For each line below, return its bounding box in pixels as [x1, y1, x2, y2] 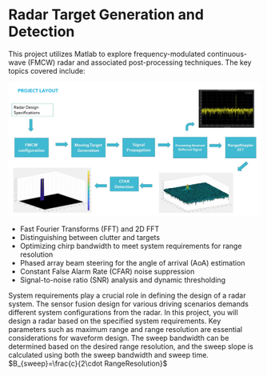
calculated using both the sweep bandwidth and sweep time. [8, 350, 209, 360]
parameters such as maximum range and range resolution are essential [8, 325, 242, 334]
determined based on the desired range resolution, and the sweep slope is [8, 342, 253, 351]
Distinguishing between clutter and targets [19, 233, 161, 242]
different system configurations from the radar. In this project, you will [8, 308, 238, 318]
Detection [8, 22, 75, 41]
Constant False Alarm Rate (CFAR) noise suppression [19, 266, 195, 277]
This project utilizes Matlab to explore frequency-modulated [8, 49, 205, 58]
